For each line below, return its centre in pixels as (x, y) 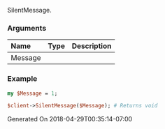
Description (92, 46)
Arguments (27, 28)
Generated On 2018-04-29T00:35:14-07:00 (70, 119)
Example (22, 79)
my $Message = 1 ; (33, 93)
